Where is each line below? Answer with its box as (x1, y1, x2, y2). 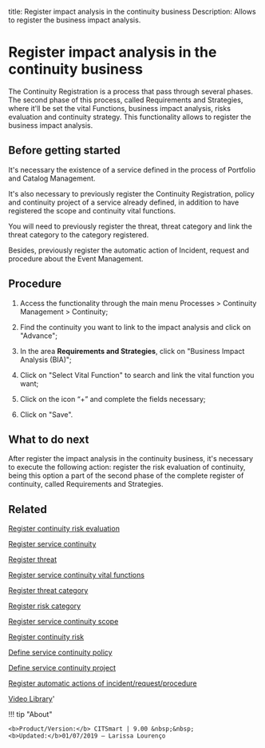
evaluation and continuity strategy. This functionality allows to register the (8, 112, 251, 121)
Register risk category (8, 601, 81, 611)
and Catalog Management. (8, 173, 96, 183)
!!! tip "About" (8, 710, 53, 719)
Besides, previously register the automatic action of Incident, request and (8, 245, 250, 255)
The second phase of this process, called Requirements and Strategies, (8, 95, 243, 105)
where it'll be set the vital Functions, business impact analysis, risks (8, 103, 231, 113)
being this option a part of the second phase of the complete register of (8, 471, 244, 480)
